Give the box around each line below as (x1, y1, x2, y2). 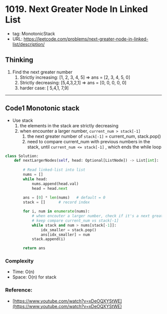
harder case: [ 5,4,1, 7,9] (19, 85, 69, 91)
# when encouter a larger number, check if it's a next (31, 214, 150, 219)
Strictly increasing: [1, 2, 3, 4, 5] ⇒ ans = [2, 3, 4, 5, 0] (19, 74, 130, 80)
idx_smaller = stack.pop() (40, 227, 97, 233)
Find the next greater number (12, 69, 73, 75)
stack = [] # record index (23, 200, 90, 205)
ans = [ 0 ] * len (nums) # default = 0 (23, 195, 106, 200)
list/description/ (12, 41, 45, 47)
